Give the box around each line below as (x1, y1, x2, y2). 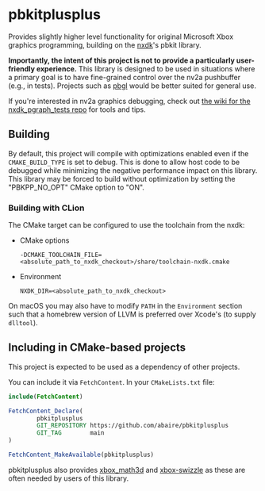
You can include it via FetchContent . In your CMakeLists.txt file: (8, 377, 215, 386)
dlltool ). (8, 318, 38, 328)
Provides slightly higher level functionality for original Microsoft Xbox (8, 32, 234, 41)
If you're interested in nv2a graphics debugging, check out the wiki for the (8, 96, 252, 105)
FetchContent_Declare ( (8, 407, 83, 415)
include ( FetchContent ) (8, 393, 83, 401)
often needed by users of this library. (8, 474, 129, 483)
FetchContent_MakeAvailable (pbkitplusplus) (8, 451, 155, 459)
